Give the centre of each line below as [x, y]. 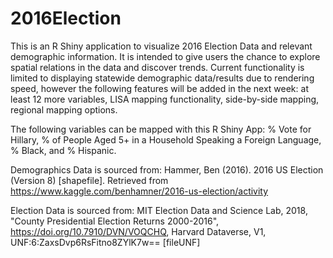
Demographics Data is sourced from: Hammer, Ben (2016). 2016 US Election [167, 169]
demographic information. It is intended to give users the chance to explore [165, 56]
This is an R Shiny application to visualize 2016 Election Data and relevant [161, 46]
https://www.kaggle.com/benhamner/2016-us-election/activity [139, 191]
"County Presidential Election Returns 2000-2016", [115, 221]
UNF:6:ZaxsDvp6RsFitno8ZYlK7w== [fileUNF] [105, 242]
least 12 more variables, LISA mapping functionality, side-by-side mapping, [165, 99]
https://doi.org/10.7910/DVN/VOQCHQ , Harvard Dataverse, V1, [138, 231]
